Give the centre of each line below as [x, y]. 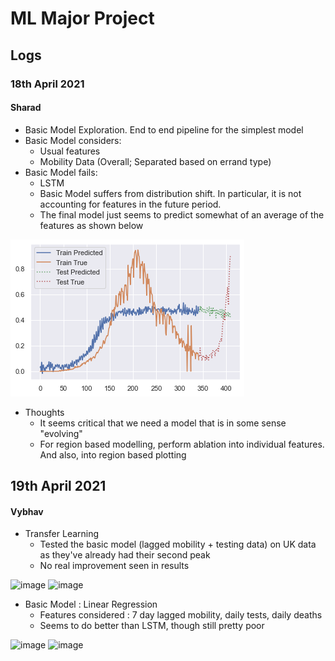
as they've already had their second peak [125, 555]
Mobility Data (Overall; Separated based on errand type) [155, 161]
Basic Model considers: [73, 140]
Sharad [26, 108]
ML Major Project [82, 18]
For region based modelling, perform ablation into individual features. [182, 444]
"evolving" [61, 433]
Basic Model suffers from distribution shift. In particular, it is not [170, 193]
